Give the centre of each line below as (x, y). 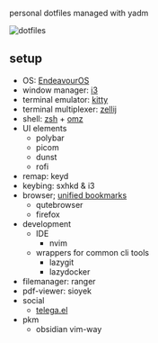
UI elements (44, 128)
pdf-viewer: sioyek (57, 291)
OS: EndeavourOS (56, 80)
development (47, 223)
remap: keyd (45, 176)
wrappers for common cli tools (92, 252)
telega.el (52, 310)
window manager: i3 (60, 90)
